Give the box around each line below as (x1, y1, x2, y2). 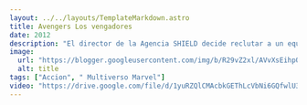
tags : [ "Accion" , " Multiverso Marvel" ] (9, 73, 166, 82)
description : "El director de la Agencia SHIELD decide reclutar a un (9, 38, 284, 48)
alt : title (17, 65, 59, 74)
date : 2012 (9, 30, 51, 39)
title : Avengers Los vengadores (9, 22, 132, 31)
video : (9, 81, 35, 90)
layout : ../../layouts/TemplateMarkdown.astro (9, 13, 190, 23)
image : (9, 47, 35, 57)
